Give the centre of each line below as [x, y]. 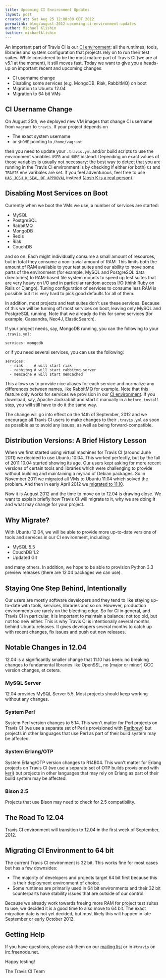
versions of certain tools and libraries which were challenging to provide [79, 468]
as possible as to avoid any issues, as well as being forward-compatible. [79, 425]
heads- [151, 63]
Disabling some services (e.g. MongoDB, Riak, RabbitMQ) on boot [80, 83]
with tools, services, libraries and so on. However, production [84, 606]
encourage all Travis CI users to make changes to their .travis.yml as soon [82, 420]
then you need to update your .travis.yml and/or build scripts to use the [79, 151]
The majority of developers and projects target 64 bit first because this [85, 877]
